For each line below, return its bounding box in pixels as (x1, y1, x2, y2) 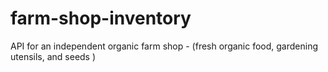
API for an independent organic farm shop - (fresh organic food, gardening (10, 40, 319, 52)
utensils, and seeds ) (10, 50, 97, 62)
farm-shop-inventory (10, 7, 192, 30)
